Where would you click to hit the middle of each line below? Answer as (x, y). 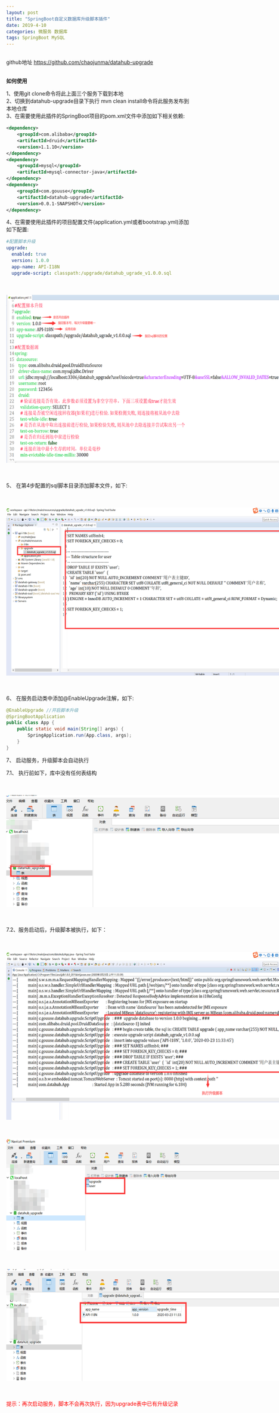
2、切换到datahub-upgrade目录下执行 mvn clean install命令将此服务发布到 (98, 101)
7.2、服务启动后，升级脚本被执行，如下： (57, 929)
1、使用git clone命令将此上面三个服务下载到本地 (65, 94)
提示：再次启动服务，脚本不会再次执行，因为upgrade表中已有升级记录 (92, 1403)
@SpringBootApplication (36, 717)
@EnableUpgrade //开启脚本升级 (42, 710)
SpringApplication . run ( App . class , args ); (80, 735)
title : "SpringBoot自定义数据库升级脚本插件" (58, 19)
